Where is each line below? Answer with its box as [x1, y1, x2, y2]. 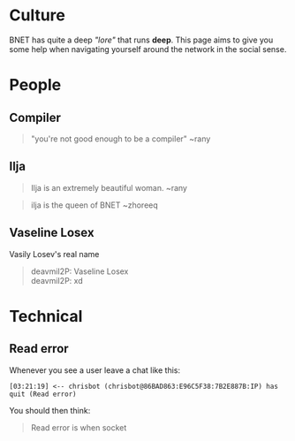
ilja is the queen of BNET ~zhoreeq [30, 200, 159, 210]
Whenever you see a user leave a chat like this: [9, 364, 181, 376]
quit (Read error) [9, 390, 77, 399]
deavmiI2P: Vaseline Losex [30, 266, 129, 277]
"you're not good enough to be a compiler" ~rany [30, 133, 211, 144]
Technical [9, 306, 83, 326]
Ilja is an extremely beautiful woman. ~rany [30, 182, 188, 193]
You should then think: [9, 405, 91, 415]
